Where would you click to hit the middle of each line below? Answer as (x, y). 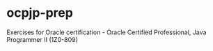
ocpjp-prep (40, 13)
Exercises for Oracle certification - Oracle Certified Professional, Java (106, 32)
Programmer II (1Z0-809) (42, 39)
